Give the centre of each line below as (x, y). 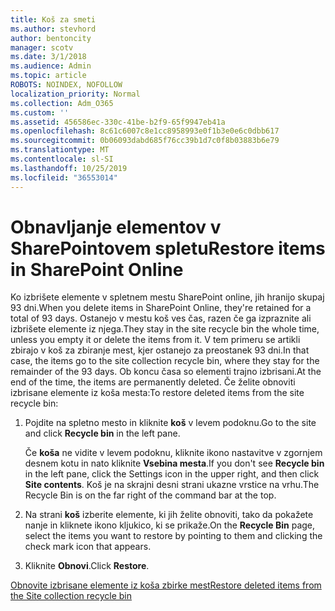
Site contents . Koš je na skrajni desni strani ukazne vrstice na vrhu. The (172, 485)
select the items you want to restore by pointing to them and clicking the (173, 536)
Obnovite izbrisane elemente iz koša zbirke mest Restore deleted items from (166, 585)
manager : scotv (42, 47)
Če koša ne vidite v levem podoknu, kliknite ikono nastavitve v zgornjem (173, 453)
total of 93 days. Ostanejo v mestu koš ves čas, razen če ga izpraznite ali (161, 318)
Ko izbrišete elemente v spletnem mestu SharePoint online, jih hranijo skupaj (167, 297)
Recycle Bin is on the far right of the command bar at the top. (150, 495)
